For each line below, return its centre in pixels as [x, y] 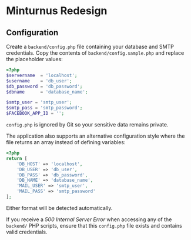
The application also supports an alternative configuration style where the [95, 136]
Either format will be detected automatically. [59, 208]
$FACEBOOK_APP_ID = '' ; [35, 114]
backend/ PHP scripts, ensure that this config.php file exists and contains [94, 225]
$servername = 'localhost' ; [42, 75]
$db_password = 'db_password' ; [44, 86]
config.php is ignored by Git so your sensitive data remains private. [87, 124]
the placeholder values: [34, 59]
